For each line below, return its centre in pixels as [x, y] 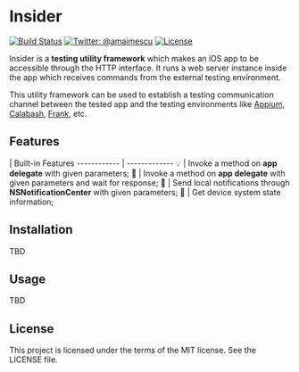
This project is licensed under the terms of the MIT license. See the [133, 351]
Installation [41, 230]
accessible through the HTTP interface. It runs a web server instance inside [148, 68]
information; [32, 202]
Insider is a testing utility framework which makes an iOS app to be [134, 58]
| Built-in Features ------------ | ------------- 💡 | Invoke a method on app [144, 163]
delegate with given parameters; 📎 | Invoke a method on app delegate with [147, 173]
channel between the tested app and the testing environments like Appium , [147, 103]
